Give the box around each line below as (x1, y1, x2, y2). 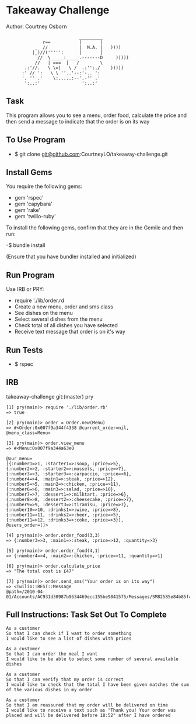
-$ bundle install (6, 242, 45, 249)
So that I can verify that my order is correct (6, 677, 124, 682)
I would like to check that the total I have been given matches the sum (6, 681, 190, 688)
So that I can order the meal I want (6, 651, 98, 657)
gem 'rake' (14, 207, 41, 214)
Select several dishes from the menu (14, 315, 103, 322)
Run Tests (6, 345, 43, 355)
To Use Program (6, 135, 66, 145)
